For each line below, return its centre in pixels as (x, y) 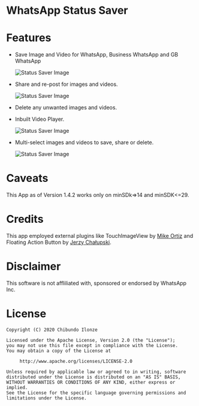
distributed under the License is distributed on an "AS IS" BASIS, (94, 377)
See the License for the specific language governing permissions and (96, 393)
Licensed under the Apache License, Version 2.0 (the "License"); (91, 340)
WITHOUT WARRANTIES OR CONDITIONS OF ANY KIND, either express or (91, 382)
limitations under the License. (46, 398)
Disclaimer (34, 266)
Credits (25, 219)
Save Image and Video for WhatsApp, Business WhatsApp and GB (97, 55)
